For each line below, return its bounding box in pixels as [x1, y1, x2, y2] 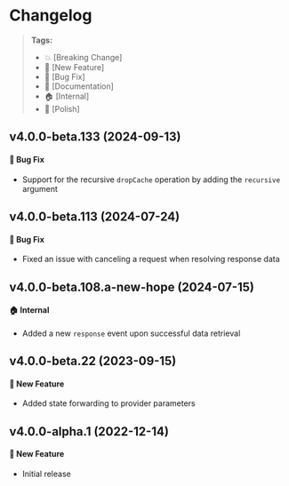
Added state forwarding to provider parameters [21, 398, 196, 409]
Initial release [21, 468, 71, 479]
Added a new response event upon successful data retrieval [21, 328, 241, 339]
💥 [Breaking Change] [44, 52, 123, 62]
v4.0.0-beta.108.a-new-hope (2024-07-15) [9, 279, 255, 294]
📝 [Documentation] [44, 81, 114, 92]
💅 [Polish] [44, 103, 80, 114]
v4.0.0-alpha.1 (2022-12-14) [9, 424, 169, 439]
